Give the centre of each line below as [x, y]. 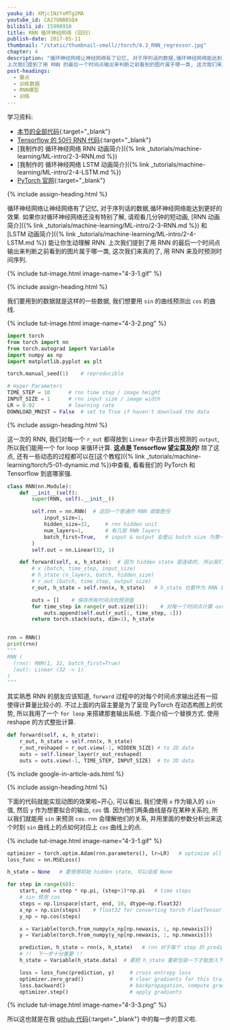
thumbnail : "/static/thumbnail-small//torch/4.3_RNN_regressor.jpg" [107, 45]
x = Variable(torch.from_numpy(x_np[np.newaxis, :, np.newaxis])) [116, 929]
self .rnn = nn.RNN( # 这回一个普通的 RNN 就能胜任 [101, 512]
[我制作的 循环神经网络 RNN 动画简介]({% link [81, 149]
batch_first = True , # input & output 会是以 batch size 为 [129, 537]
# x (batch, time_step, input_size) [84, 569]
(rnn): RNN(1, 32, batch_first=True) [67, 663]
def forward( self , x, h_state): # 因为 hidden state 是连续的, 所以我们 [122, 562]
